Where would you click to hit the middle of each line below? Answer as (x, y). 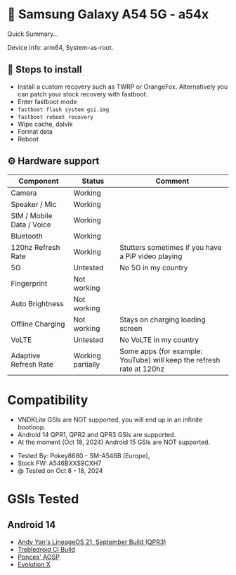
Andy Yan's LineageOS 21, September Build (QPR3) (92, 542)
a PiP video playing (151, 256)
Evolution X (34, 564)
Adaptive (26, 355)
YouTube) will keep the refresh (170, 360)
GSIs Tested (43, 499)
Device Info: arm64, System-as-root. (60, 47)
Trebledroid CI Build (46, 549)
